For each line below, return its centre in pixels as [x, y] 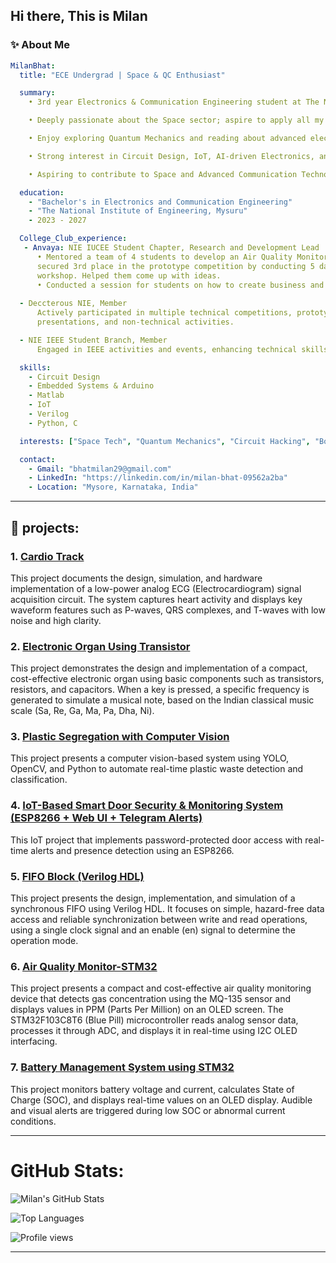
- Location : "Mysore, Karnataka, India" [113, 487]
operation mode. [44, 941]
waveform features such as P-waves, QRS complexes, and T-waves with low [168, 610]
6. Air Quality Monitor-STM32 [84, 966]
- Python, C [53, 423]
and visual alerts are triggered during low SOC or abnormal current [148, 1110]
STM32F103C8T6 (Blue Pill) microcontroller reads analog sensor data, [154, 1020]
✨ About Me [40, 45]
